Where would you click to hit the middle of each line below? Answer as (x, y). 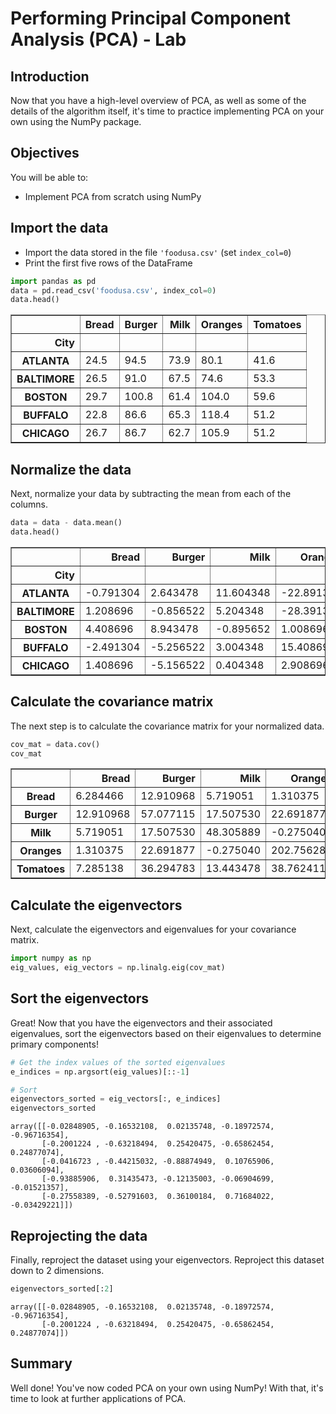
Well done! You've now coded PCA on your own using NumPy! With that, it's (167, 1388)
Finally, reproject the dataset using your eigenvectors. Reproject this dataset (167, 1259)
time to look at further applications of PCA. (98, 1398)
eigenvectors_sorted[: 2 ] (62, 1288)
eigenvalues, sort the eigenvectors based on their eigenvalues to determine (166, 1033)
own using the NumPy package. (76, 121)
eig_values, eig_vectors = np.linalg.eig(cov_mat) (118, 968)
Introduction (50, 76)
